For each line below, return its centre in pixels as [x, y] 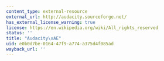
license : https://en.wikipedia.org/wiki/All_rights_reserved [82, 28]
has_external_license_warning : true [51, 22]
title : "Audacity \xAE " [34, 38]
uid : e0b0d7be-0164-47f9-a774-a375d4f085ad [60, 44]
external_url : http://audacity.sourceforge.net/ [66, 17]
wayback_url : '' [26, 49]
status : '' [19, 33]
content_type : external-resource [47, 11]
